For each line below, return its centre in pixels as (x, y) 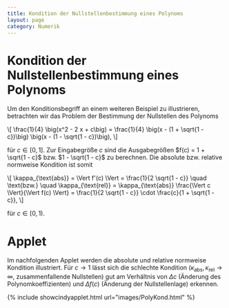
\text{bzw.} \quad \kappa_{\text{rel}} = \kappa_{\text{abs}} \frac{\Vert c (109, 185)
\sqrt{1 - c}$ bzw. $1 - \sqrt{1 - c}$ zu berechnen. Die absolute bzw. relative (115, 157)
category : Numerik (33, 26)
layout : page (26, 20)
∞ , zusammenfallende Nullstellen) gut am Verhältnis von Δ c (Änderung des (114, 277)
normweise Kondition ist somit (50, 165)
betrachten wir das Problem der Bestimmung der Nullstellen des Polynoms (113, 116)
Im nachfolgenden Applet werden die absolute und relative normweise (107, 260)
